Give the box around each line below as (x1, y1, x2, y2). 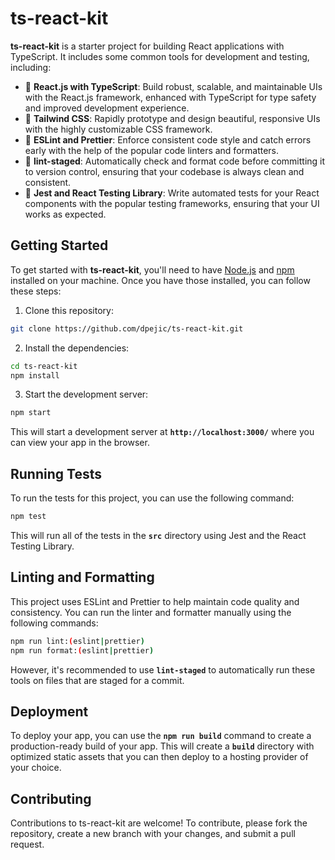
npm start (10, 408, 52, 418)
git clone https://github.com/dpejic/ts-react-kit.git (10, 323, 244, 334)
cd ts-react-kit (10, 361, 78, 371)
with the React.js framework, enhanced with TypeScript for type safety (24, 91, 317, 103)
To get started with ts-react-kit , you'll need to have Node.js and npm (10, 263, 295, 276)
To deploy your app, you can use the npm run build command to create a (10, 730, 312, 742)
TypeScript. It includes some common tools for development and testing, (10, 50, 310, 62)
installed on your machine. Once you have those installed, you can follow (10, 274, 311, 286)
